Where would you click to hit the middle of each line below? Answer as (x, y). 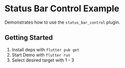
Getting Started (29, 38)
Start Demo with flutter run (41, 55)
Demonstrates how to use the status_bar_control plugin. (62, 22)
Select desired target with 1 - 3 (43, 60)
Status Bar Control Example (62, 9)
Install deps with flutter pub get (46, 49)
